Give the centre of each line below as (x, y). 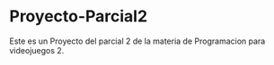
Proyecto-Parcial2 (79, 16)
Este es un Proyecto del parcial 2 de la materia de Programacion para (137, 41)
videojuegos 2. (37, 50)
